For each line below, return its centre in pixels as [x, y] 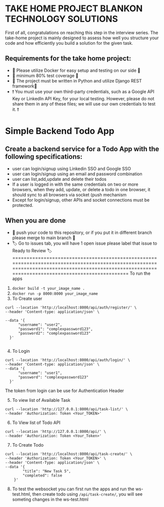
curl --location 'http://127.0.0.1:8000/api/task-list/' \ [67, 409]
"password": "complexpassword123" [53, 377]
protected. [23, 205]
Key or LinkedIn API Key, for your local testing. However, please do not [83, 98]
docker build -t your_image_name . [48, 288]
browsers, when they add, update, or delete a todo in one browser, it [81, 189]
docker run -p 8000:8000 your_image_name [55, 294]
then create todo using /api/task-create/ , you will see [87, 494]
